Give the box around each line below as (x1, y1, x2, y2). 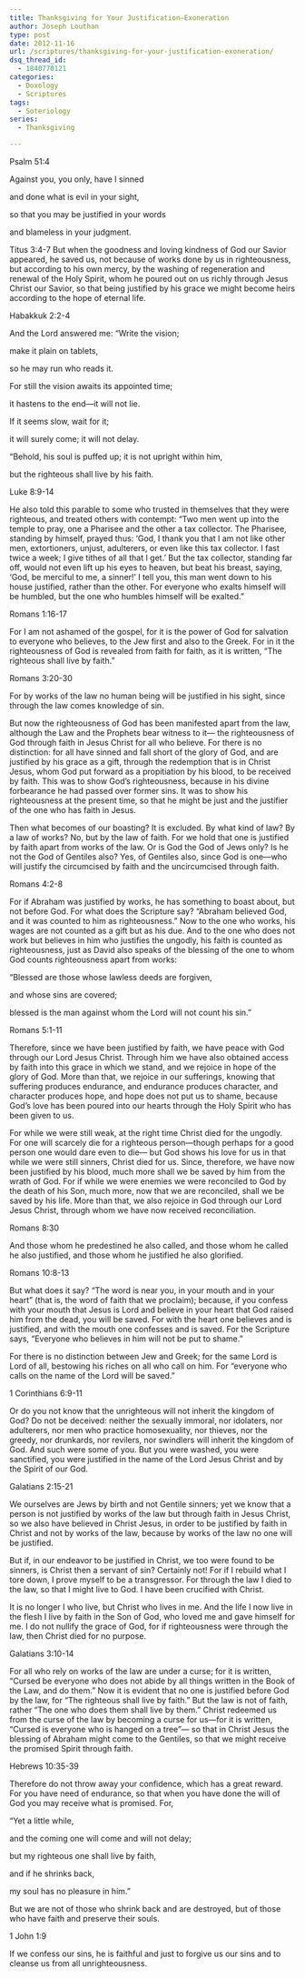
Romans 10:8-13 (9, 1268, 70, 1278)
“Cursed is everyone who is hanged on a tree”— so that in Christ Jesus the (9, 1724, 290, 1734)
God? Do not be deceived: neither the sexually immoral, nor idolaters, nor (9, 1415, 283, 1426)
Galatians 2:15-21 (9, 1481, 74, 1491)
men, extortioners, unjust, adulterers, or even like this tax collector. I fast (9, 543, 280, 553)
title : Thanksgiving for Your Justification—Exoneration (9, 13, 230, 23)
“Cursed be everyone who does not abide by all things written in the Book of (9, 1675, 295, 1686)
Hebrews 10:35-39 (9, 1761, 79, 1772)
